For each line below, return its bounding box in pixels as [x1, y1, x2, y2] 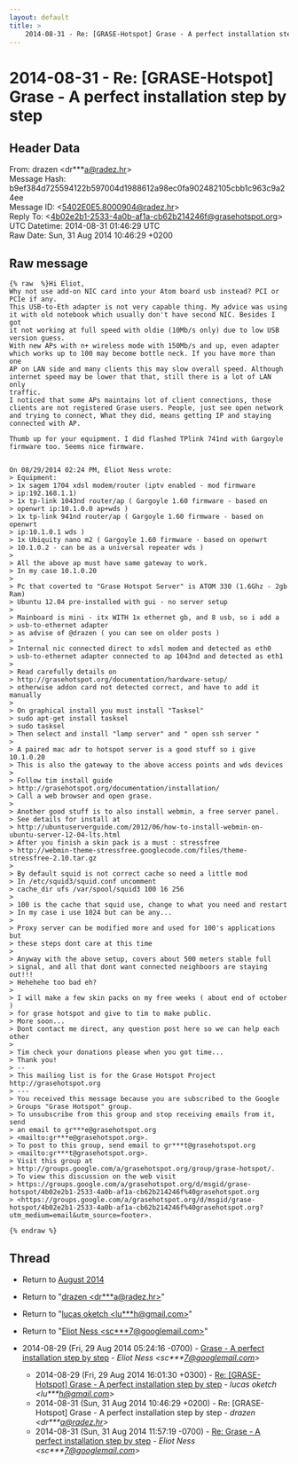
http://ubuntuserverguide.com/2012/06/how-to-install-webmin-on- [17, 823, 264, 832]
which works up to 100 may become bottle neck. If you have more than [9, 350, 276, 358]
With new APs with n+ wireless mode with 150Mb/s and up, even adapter [9, 342, 279, 350]
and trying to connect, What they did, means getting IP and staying [9, 412, 272, 421]
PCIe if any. [9, 295, 58, 304]
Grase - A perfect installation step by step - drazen [69, 1407, 255, 1418]
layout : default [9, 12, 69, 22]
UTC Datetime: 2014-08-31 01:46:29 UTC [9, 221, 161, 232]
